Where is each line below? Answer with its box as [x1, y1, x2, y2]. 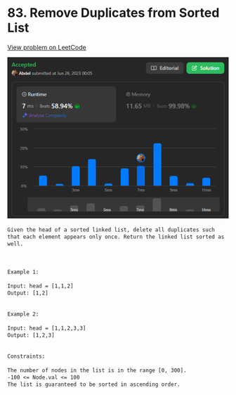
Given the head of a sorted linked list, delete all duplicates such [7, 226, 216, 233]
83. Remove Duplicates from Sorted [7, 5, 220, 21]
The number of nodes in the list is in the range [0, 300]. [7, 367, 188, 374]
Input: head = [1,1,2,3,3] [7, 325, 86, 332]
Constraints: [7, 353, 46, 360]
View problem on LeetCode [7, 43, 86, 51]
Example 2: [7, 311, 39, 318]
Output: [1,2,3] [7, 332, 55, 339]
